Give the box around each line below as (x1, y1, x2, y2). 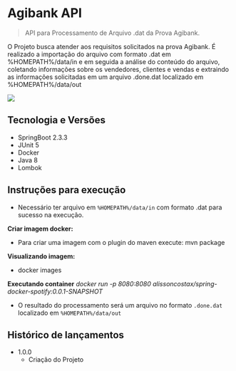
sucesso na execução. (17, 210, 84, 219)
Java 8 (17, 155, 38, 164)
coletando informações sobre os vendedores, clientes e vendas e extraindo (7, 65, 230, 73)
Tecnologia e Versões (7, 114, 106, 126)
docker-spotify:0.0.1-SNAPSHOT (7, 287, 103, 296)
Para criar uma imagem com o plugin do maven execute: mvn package (17, 238, 225, 246)
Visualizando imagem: (7, 251, 76, 261)
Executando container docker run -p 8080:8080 (7, 279, 152, 288)
